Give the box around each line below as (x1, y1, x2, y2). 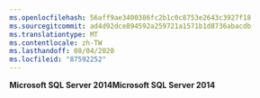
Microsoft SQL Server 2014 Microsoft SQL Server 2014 (9, 80, 216, 90)
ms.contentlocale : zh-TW (9, 38, 103, 48)
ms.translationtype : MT (9, 30, 99, 39)
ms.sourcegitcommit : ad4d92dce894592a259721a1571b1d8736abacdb (9, 22, 252, 31)
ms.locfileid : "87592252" (9, 55, 106, 64)
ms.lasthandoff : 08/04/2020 (9, 47, 115, 56)
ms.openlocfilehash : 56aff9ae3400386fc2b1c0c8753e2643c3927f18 (9, 13, 252, 22)
